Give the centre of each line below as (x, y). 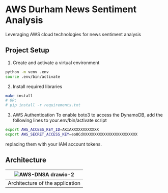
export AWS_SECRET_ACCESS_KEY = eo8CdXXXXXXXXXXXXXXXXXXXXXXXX (72, 134)
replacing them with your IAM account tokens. (53, 144)
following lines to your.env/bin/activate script (60, 120)
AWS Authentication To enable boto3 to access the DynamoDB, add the (88, 115)
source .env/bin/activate (33, 77)
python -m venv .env (27, 72)
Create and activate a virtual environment (56, 63)
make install (19, 96)
